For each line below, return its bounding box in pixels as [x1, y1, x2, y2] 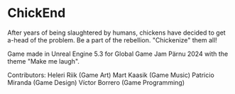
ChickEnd [7, 5, 66, 21]
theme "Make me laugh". [7, 57, 80, 65]
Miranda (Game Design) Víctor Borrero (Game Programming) [7, 78, 185, 86]
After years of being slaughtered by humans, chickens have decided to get [7, 28, 226, 37]
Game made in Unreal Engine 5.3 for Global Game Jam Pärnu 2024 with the [7, 49, 229, 58]
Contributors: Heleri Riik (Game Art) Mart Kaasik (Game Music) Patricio [7, 71, 214, 79]
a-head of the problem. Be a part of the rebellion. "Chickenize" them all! [7, 35, 218, 44]
